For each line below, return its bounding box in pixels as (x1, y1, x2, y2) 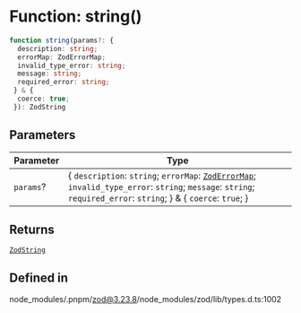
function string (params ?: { (9, 36, 115, 45)
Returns (9, 222, 56, 238)
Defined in (9, 270, 69, 285)
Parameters (9, 127, 76, 143)
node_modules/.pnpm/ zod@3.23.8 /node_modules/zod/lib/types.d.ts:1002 (9, 294, 282, 305)
